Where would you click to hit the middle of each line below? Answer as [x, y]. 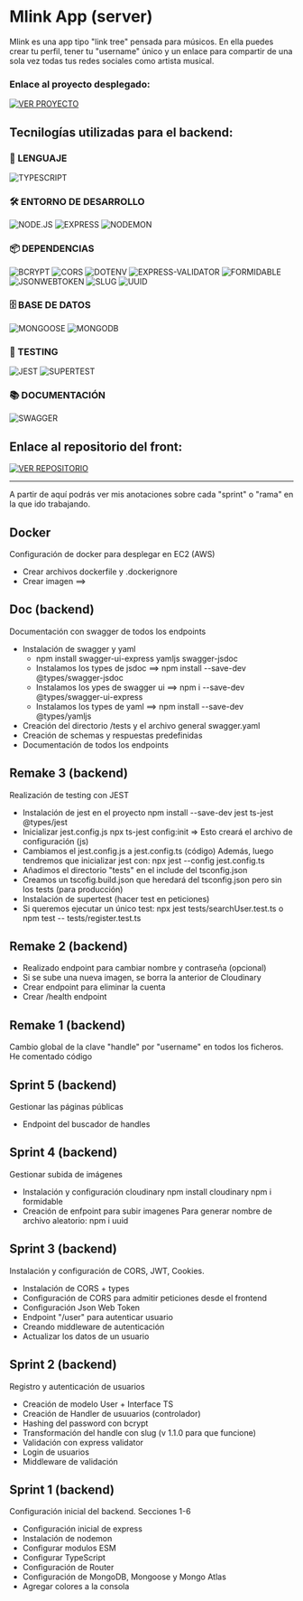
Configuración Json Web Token [81, 1308]
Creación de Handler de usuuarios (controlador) [111, 1413]
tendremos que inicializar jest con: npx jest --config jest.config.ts [143, 861]
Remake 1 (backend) [68, 1025]
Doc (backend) [52, 610]
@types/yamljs [64, 716]
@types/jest [45, 822]
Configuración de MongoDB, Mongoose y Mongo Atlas [124, 1577]
